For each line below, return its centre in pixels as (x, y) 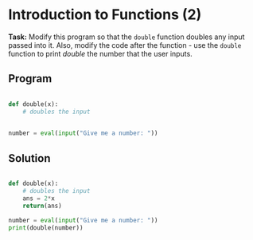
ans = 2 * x (39, 198)
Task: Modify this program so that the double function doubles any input (127, 37)
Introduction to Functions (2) (105, 15)
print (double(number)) (46, 228)
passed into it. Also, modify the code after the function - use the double (125, 45)
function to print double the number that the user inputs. (100, 53)
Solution (29, 158)
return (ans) (42, 206)
